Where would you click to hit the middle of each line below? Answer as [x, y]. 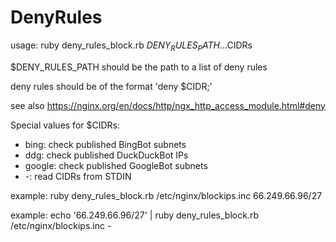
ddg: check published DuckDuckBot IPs [106, 155]
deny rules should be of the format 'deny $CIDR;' [111, 86]
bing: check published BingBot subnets [105, 144]
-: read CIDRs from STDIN [78, 176]
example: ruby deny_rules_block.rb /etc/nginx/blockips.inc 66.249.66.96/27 [166, 195]
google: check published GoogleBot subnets [116, 165]
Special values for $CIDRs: [65, 125]
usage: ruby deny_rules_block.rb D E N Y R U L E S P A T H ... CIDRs [131, 46]
